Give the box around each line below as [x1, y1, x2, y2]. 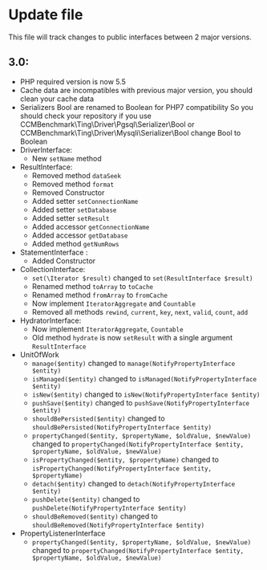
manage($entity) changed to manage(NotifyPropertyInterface [31, 358, 236, 368]
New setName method [31, 153, 102, 163]
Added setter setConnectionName [31, 196, 139, 206]
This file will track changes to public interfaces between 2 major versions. [8, 32, 253, 42]
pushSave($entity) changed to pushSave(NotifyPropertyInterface [31, 397, 250, 407]
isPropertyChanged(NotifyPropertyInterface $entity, [31, 464, 212, 473]
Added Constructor [31, 255, 96, 266]
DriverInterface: [19, 145, 73, 154]
